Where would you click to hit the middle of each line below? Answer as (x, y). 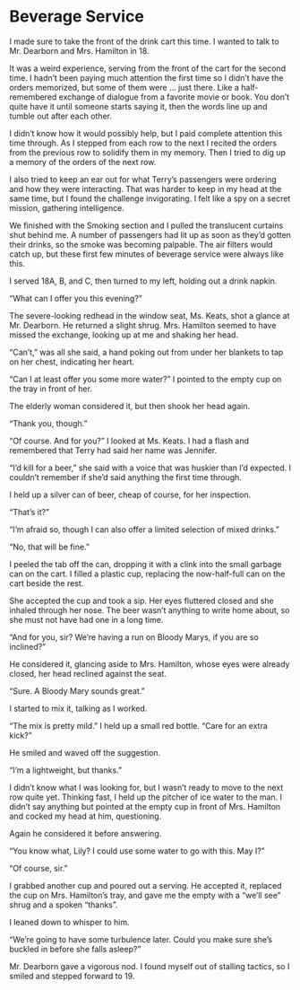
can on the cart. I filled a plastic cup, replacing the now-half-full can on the (147, 574)
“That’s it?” (30, 512)
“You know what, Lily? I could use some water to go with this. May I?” (137, 851)
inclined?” (28, 646)
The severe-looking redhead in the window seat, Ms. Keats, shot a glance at (150, 315)
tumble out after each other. (60, 116)
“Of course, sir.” (39, 868)
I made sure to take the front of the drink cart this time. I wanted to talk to (144, 41)
